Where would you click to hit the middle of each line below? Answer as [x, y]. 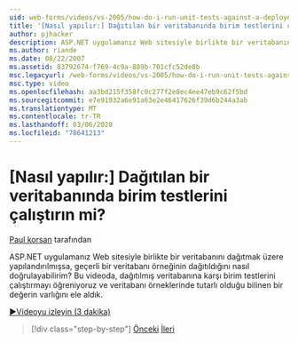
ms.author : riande [43, 51]
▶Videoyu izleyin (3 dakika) [60, 311]
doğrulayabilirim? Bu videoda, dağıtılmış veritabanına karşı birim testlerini [143, 275]
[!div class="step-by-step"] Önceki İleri [102, 329]
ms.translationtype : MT [53, 108]
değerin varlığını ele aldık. [56, 294]
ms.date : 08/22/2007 [47, 59]
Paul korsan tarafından [51, 239]
